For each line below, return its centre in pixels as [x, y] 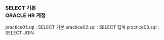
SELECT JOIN [19, 33]
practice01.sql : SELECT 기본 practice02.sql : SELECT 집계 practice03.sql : [82, 27]
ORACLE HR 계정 [25, 15]
